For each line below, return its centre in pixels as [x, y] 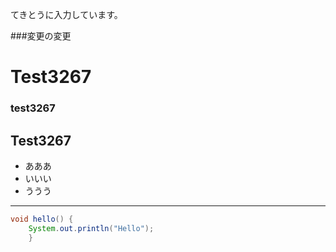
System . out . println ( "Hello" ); [91, 228]
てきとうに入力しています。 [66, 14]
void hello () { [42, 219]
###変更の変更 [41, 36]
